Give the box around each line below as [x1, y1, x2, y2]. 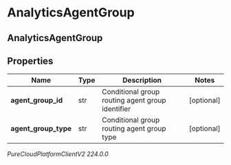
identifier [102, 104, 131, 114]
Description [122, 75, 162, 85]
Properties [7, 55, 54, 66]
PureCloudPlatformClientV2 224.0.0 [7, 150, 109, 158]
